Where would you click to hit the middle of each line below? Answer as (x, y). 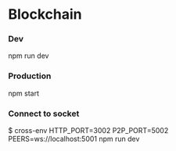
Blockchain (45, 14)
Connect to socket (44, 113)
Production (30, 76)
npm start (24, 93)
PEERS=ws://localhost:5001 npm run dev (74, 139)
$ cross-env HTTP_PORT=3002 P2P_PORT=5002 (88, 131)
